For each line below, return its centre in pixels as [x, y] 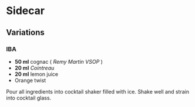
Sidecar [26, 11]
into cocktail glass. [29, 98]
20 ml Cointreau [34, 68]
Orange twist [30, 80]
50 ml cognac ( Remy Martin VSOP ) [58, 61]
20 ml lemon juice [36, 74]
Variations [26, 32]
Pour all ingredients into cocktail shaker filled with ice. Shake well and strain [98, 91]
